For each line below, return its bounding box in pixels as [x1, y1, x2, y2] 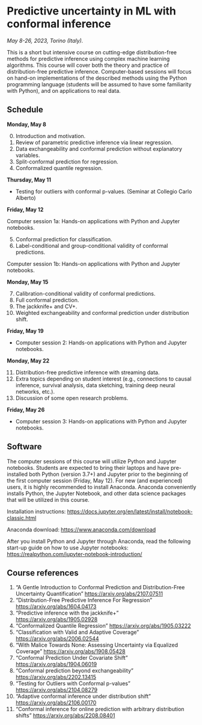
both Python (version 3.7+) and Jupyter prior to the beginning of [29, 470, 188, 478]
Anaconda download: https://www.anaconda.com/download [7, 526, 156, 533]
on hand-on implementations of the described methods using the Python [7, 74, 188, 81]
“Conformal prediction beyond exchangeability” [15, 667, 134, 674]
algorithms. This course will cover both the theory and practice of [7, 62, 170, 69]
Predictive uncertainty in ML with [7, 4, 177, 18]
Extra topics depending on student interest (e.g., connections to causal [15, 375, 192, 382]
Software [7, 442, 42, 452]
